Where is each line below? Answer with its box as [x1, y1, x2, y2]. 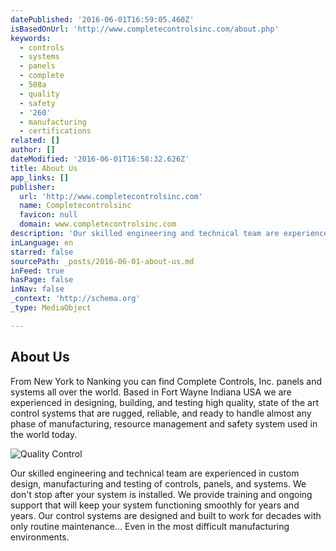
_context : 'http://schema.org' [10, 294, 141, 304]
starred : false [10, 247, 74, 257]
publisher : [10, 182, 56, 192]
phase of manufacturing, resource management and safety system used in [10, 417, 318, 430]
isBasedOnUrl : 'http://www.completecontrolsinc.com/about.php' [10, 24, 280, 34]
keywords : [10, 33, 52, 43]
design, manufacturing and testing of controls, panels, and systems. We [10, 477, 307, 490]
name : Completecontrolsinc [19, 201, 132, 211]
